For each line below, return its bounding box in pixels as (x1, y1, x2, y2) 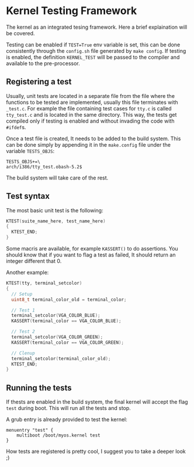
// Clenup (11, 350, 35, 356)
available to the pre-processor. (6, 60, 80, 67)
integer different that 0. (6, 258, 62, 265)
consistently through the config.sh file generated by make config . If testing (6, 47, 186, 54)
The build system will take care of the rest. (6, 174, 109, 181)
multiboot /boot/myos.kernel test (16, 432, 101, 438)
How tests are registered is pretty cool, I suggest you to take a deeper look (6, 448, 186, 455)
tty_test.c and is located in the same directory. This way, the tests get (6, 111, 177, 118)
